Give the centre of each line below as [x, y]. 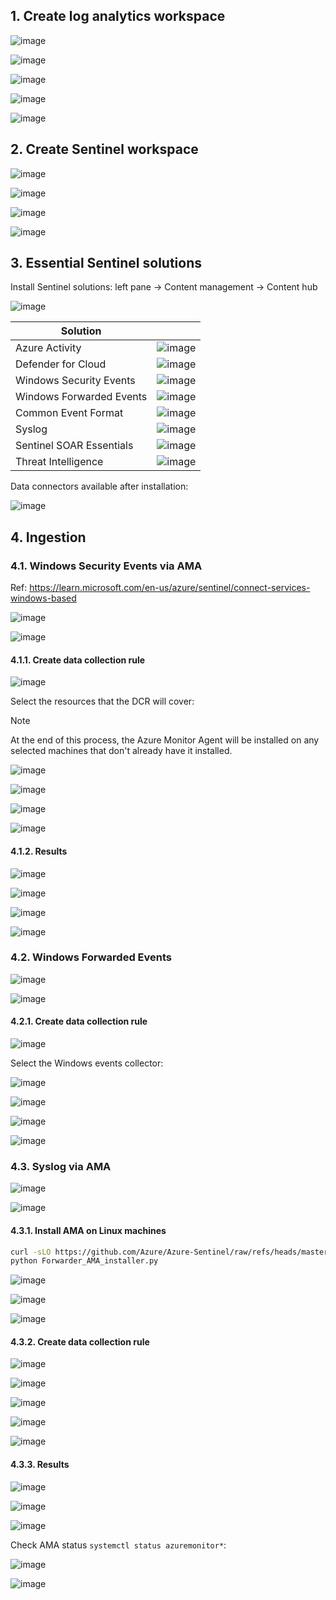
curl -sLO [31, 1252]
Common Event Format [69, 413]
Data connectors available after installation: [99, 486]
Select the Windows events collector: [87, 1063]
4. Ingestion [48, 537]
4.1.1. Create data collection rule [78, 660]
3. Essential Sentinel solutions [106, 263]
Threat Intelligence [59, 462]
